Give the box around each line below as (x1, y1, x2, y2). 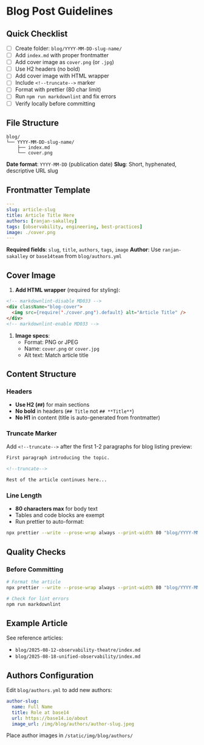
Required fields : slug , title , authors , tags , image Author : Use (6, 246, 161, 254)
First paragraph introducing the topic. (6, 455, 110, 461)
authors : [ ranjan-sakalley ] (6, 218, 78, 224)
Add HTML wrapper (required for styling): (15, 287, 120, 294)
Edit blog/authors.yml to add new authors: (6, 686, 112, 694)
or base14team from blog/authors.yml (29, 252, 122, 260)
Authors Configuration (6, 670, 94, 680)
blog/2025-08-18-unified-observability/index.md (15, 654, 141, 660)
